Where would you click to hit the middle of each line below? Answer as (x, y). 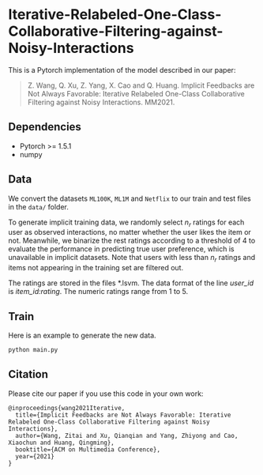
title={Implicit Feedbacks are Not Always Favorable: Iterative (123, 415)
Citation (28, 374)
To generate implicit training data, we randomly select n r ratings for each (126, 223)
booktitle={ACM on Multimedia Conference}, (88, 449)
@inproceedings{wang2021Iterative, (67, 408)
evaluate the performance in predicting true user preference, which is (121, 249)
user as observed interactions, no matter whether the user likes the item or (130, 232)
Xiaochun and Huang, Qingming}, (61, 443)
